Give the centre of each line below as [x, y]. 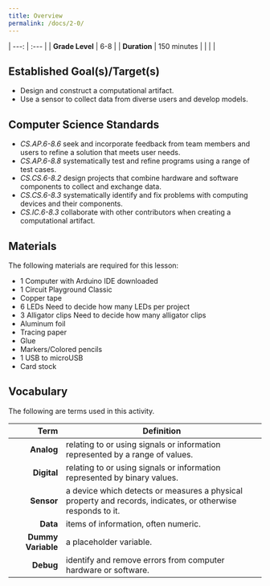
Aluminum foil [43, 323]
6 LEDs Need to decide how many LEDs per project [105, 306]
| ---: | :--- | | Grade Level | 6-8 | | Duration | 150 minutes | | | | [112, 46]
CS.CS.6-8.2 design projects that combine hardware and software [129, 178]
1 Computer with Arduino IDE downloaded [89, 281]
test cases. [38, 170]
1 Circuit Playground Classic [66, 289]
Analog [44, 449]
